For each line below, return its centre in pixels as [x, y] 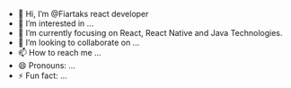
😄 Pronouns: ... [47, 66]
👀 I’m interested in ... [56, 23]
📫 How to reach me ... [59, 53]
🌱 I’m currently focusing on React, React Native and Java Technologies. [150, 33]
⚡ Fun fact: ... [42, 75]
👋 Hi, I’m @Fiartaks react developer [83, 14]
